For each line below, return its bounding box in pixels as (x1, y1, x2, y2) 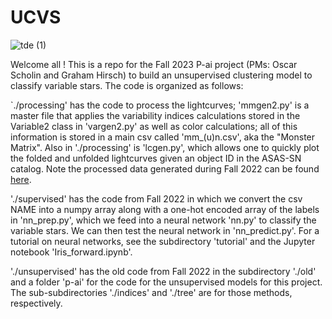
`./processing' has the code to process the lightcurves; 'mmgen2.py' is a (10, 99, 310, 111)
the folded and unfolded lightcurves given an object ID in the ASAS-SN (10, 152, 302, 164)
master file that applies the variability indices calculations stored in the (10, 109, 301, 121)
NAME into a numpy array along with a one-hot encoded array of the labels (10, 203, 320, 215)
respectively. (10, 297, 63, 309)
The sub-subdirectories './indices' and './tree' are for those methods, (10, 286, 293, 298)
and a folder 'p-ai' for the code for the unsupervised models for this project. (10, 276, 323, 288)
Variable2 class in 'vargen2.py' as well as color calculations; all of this (10, 120, 298, 132)
